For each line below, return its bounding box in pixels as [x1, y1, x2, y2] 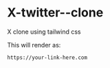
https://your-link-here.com [7, 54, 88, 61]
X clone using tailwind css [7, 27, 81, 36]
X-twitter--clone [7, 5, 104, 21]
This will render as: [7, 41, 61, 49]
